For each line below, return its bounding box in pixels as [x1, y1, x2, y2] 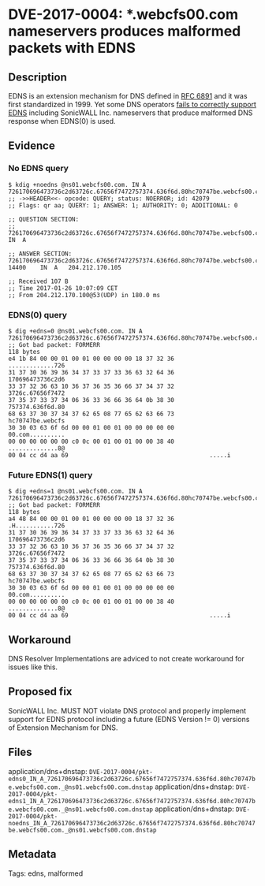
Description [8, 70, 67, 84]
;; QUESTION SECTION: [8, 215, 80, 223]
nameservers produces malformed [8, 22, 241, 40]
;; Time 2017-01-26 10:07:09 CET [8, 284, 118, 292]
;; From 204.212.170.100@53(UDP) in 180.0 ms [8, 291, 160, 299]
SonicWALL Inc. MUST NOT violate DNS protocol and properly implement [8, 705, 247, 715]
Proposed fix [8, 685, 73, 698]
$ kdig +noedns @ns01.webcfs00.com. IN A [8, 181, 147, 188]
